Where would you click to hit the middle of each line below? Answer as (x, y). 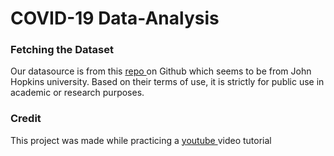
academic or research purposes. (77, 93)
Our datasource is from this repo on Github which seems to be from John (161, 71)
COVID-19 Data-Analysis (115, 18)
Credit (26, 119)
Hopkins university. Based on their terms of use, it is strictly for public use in (167, 82)
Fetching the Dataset (62, 50)
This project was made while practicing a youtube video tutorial (141, 140)
